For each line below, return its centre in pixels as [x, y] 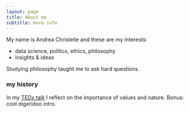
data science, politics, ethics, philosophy [65, 51]
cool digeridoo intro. [31, 103]
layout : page [22, 12]
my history [22, 84]
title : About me [26, 17]
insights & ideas [34, 58]
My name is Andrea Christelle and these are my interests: [77, 40]
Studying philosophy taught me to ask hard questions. [73, 69]
